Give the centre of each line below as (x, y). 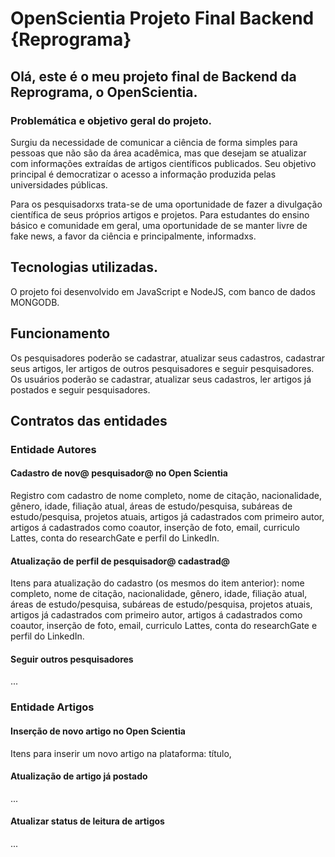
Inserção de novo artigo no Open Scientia (98, 731)
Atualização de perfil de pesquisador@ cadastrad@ (120, 561)
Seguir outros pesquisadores (72, 659)
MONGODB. (35, 302)
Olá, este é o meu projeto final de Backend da (153, 76)
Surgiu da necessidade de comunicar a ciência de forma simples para (154, 142)
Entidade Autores (53, 449)
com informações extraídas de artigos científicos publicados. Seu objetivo (163, 163)
